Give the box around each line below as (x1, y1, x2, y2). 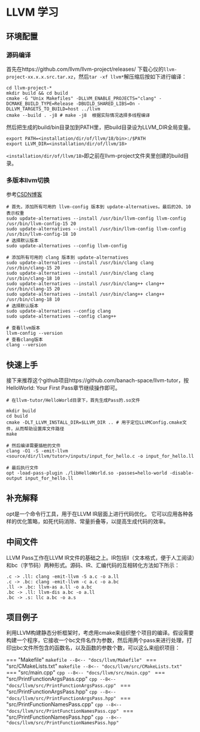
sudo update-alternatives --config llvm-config (6, 243, 128, 249)
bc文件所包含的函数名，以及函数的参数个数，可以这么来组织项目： (16, 644, 181, 652)
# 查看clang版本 (6, 337, 43, 343)
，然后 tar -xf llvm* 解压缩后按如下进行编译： (72, 73, 187, 80)
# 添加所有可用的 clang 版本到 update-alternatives (6, 254, 129, 261)
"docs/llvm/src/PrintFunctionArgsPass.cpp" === (6, 682, 131, 689)
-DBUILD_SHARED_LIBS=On (75, 100, 135, 107)
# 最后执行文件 (6, 464, 39, 471)
